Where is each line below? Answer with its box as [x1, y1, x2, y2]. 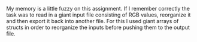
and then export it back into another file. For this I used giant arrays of [6, 18, 179, 24]
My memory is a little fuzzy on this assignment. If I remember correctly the [6, 5, 190, 12]
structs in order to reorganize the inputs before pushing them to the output [6, 24, 190, 31]
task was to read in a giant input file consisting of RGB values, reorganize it [6, 11, 191, 18]
